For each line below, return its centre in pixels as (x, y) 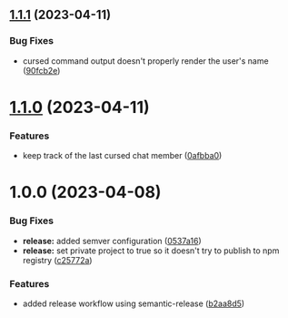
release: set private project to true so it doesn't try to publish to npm (151, 251)
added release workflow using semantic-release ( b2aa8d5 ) (134, 303)
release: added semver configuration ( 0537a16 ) (112, 241)
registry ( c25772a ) (57, 260)
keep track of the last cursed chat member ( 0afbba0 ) (122, 156)
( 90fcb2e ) (41, 70)
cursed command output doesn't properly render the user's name (146, 61)
